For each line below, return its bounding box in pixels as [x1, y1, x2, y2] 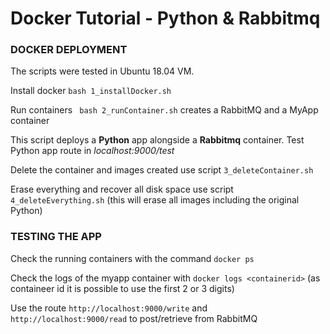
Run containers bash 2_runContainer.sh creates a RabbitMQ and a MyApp [10, 104, 319, 116]
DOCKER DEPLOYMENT [10, 43, 128, 57]
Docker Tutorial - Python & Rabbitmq [10, 7, 321, 30]
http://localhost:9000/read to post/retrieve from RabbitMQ [10, 312, 258, 324]
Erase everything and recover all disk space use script [10, 183, 234, 196]
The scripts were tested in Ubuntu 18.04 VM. [10, 65, 195, 77]
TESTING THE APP [10, 230, 102, 244]
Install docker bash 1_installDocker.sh [10, 85, 172, 97]
